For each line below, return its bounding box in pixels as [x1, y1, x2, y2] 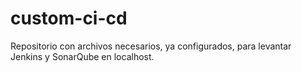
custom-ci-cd [10, 7, 128, 30]
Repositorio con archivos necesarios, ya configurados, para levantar [10, 40, 292, 52]
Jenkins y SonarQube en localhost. [10, 50, 155, 62]
